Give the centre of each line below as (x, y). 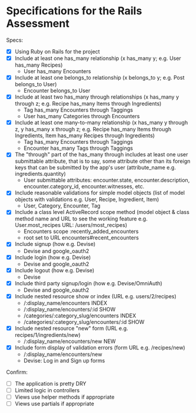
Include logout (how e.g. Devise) (55, 270)
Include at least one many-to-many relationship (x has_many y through (101, 122)
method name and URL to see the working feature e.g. (81, 219)
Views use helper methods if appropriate (64, 397)
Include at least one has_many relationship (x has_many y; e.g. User (98, 58)
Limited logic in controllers (47, 390)
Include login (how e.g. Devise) (53, 257)
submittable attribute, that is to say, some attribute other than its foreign (102, 161)
